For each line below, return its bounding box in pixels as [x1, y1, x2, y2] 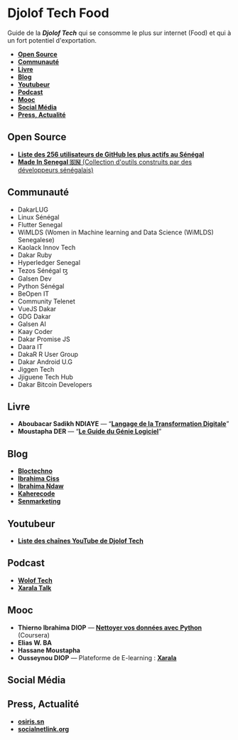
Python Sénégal [17, 281, 65, 290]
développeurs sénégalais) [17, 165, 94, 174]
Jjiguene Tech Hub [17, 372, 73, 381]
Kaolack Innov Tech [17, 243, 76, 251]
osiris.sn [17, 717, 45, 726]
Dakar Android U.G [17, 358, 73, 366]
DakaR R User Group [17, 350, 79, 358]
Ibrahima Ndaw [17, 482, 64, 491]
